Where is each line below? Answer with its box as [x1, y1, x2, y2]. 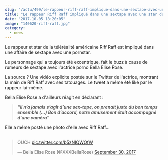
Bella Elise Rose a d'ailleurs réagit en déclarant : [5, 94, 104, 100]
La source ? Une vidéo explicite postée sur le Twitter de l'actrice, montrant [5, 74, 158, 80]
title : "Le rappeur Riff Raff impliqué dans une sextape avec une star [5, 12, 157, 17]
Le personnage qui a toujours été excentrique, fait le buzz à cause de [5, 59, 148, 65]
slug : [5, 7, 16, 12]
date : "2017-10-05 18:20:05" [5, 16, 66, 21]
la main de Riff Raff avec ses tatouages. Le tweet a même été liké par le [5, 79, 152, 85]
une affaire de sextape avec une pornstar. [5, 49, 91, 55]
